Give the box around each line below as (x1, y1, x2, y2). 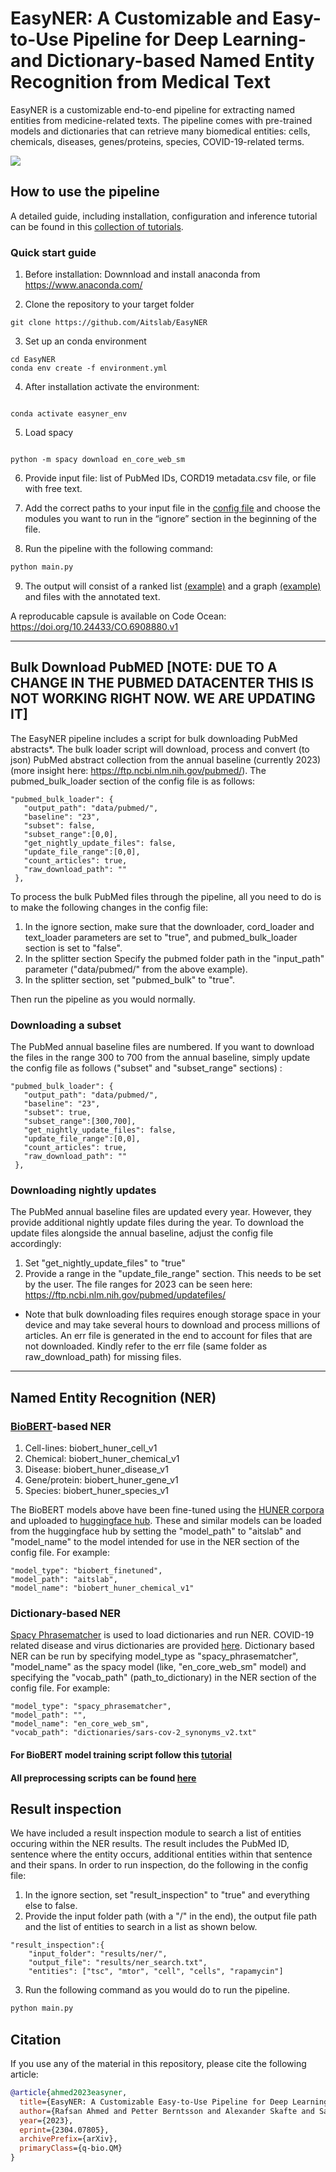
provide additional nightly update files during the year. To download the (10, 1217, 305, 1229)
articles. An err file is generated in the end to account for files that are (24, 1330, 313, 1342)
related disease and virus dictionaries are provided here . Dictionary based (10, 1640, 315, 1652)
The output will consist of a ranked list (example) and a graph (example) (24, 580, 322, 592)
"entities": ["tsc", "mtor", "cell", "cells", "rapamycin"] (28, 1967, 284, 1977)
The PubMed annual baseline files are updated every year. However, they (10, 1206, 312, 1218)
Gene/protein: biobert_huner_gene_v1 (24, 1474, 179, 1486)
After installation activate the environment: (24, 381, 200, 393)
